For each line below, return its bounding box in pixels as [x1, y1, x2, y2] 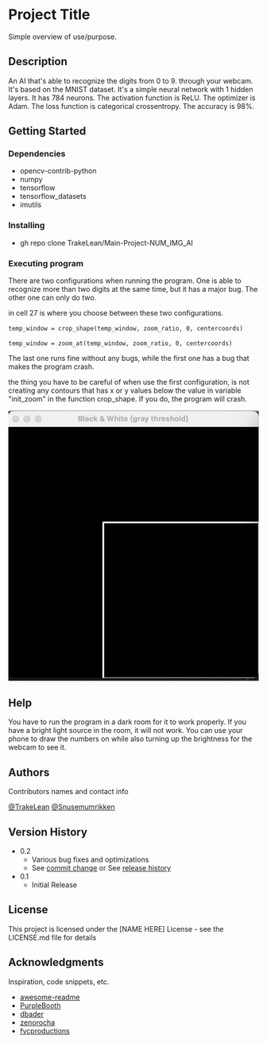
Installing [8, 220, 45, 231]
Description [8, 55, 68, 68]
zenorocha [19, 1018, 56, 1027]
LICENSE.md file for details [8, 932, 97, 942]
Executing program [8, 258, 84, 269]
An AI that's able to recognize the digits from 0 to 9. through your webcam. [8, 76, 253, 85]
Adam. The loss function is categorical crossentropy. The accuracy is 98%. [8, 101, 255, 111]
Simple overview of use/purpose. [8, 32, 117, 41]
